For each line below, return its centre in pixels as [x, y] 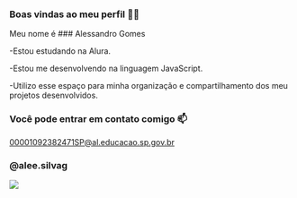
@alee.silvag [39, 165]
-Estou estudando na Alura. [60, 51]
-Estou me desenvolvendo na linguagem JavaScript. [106, 69]
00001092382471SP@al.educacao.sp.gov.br [92, 142]
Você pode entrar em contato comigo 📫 [98, 119]
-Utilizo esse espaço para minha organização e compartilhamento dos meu [148, 86]
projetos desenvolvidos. [54, 95]
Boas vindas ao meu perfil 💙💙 [74, 14]
